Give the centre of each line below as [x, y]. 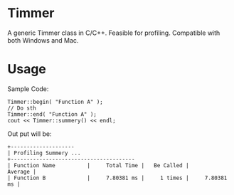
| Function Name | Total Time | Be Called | [99, 165]
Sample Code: [28, 89]
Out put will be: [30, 134]
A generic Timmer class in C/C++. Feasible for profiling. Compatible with [114, 33]
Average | [22, 172]
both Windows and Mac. [43, 40]
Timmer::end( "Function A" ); [52, 114]
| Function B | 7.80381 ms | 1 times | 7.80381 [117, 178]
